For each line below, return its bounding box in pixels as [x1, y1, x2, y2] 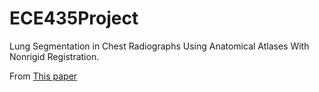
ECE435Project [9, 7, 139, 30]
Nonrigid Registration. [9, 50, 100, 62]
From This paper [9, 70, 78, 82]
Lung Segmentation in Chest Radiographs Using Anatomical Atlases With [9, 40, 310, 52]
